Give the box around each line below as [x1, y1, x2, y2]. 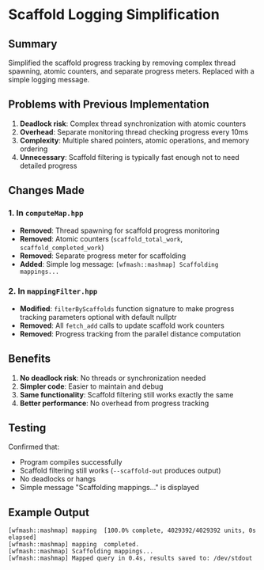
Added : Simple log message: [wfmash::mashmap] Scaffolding [19, 259, 219, 268]
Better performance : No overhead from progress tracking [19, 398, 209, 408]
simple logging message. [8, 75, 90, 84]
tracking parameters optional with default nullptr [19, 312, 177, 321]
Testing [8, 421, 47, 435]
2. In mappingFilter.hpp [8, 286, 98, 297]
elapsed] [8, 534, 37, 541]
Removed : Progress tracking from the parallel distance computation [19, 329, 241, 338]
